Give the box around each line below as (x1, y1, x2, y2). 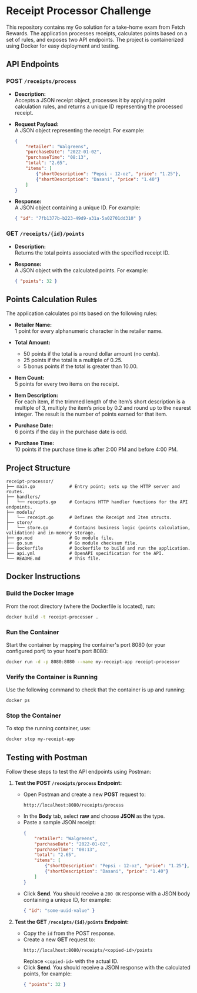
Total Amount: (14, 339, 51, 346)
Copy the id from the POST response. (23, 930, 116, 937)
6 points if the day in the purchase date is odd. (14, 428, 128, 436)
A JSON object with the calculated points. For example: (14, 266, 149, 274)
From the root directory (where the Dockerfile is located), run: (6, 603, 156, 610)
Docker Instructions (6, 571, 81, 581)
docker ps (6, 698, 31, 704)
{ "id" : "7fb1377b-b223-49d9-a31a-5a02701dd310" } (14, 216, 142, 222)
